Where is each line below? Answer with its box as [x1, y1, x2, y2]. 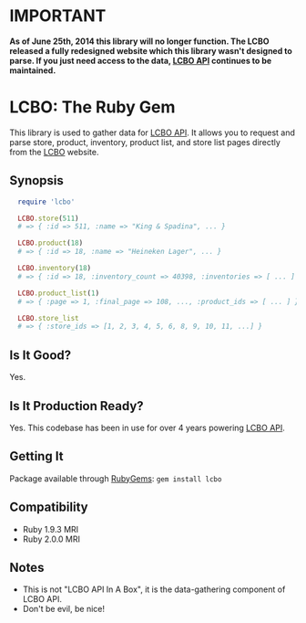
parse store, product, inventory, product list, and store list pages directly [9, 136, 280, 147]
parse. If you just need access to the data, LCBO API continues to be [9, 55, 272, 66]
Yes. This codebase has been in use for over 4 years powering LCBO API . [9, 422, 285, 433]
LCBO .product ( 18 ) [17, 238, 84, 248]
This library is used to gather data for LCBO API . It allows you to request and [9, 127, 296, 138]
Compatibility [9, 500, 88, 515]
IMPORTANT [9, 5, 107, 26]
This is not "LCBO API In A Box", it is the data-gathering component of [22, 584, 286, 595]
